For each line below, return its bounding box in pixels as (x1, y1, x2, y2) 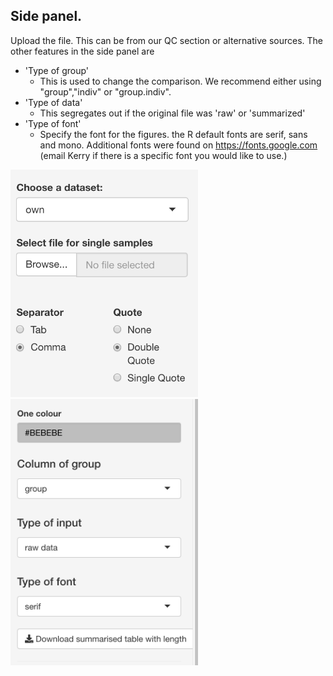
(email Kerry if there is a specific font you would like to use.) (39, 149, 288, 161)
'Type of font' (24, 117, 82, 129)
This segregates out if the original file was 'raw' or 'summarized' (39, 107, 306, 119)
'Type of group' (24, 64, 90, 76)
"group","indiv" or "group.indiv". (39, 85, 172, 98)
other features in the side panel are (10, 45, 155, 57)
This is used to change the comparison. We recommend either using (39, 75, 322, 87)
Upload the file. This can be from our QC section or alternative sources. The (10, 34, 323, 46)
